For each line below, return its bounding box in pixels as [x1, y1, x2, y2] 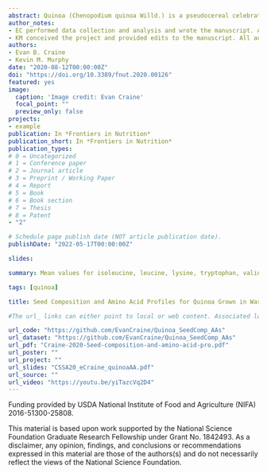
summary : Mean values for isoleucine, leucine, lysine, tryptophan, [8, 269, 240, 277]
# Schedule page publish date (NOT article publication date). [8, 233, 222, 241]
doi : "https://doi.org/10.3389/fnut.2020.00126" [8, 71, 172, 79]
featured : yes [8, 78, 56, 86]
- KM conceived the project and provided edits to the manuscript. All [8, 33, 250, 42]
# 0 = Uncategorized [8, 152, 77, 160]
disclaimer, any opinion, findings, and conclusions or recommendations [8, 440, 242, 450]
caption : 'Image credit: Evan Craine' [15, 93, 145, 101]
